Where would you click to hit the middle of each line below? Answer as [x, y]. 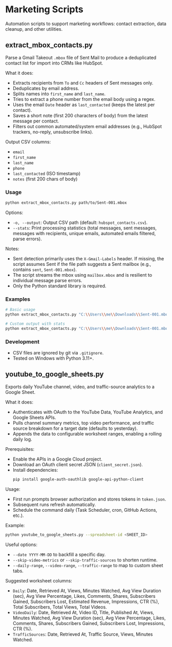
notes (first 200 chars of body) [45, 179]
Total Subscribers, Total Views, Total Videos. [60, 607]
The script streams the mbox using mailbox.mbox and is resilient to [82, 275]
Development [23, 342]
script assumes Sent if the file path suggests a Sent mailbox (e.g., [82, 264]
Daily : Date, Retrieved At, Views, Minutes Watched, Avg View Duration [87, 591]
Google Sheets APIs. [34, 417]
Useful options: [21, 545]
